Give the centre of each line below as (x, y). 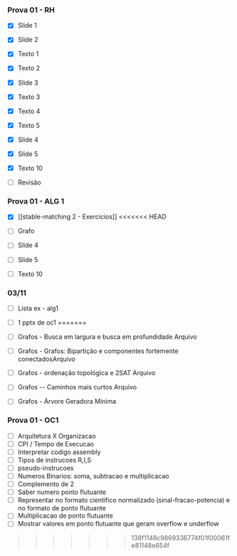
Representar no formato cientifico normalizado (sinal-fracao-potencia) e (123, 500)
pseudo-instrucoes (46, 468)
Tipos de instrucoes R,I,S (54, 460)
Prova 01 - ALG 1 (36, 201)
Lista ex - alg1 (38, 308)
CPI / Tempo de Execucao (56, 444)
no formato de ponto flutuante (62, 508)
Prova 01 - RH (31, 10)
